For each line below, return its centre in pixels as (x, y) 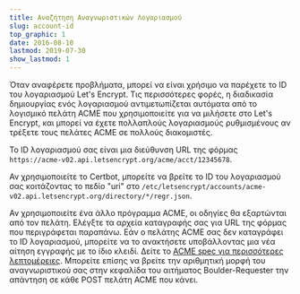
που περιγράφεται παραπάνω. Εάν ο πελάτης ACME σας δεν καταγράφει (146, 232)
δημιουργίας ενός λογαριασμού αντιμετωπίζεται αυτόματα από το (133, 104)
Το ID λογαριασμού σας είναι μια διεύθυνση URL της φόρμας (124, 150)
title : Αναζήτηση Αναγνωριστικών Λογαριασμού (95, 17)
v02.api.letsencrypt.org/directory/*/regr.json (100, 196)
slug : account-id (42, 26)
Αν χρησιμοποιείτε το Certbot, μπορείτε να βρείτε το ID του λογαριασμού (145, 177)
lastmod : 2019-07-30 (48, 51)
